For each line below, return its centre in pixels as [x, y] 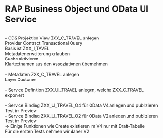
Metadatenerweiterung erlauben [37, 53]
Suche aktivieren [22, 59]
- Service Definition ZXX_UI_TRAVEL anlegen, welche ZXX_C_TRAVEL [74, 90]
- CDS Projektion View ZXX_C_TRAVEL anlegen [52, 38]
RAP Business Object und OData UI [77, 9]
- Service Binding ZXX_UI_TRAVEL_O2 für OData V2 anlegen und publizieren [81, 116]
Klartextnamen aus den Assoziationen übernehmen [56, 64]
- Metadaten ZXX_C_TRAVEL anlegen [42, 74]
